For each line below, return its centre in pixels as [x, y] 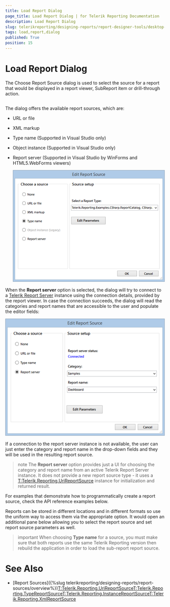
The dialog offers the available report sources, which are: [65, 108]
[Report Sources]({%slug [39, 583]
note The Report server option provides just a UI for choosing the [86, 464]
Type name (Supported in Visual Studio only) [59, 138]
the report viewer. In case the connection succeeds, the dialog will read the [84, 301]
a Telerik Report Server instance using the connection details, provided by [82, 295]
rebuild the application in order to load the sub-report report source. [89, 548]
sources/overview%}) [35, 588]
